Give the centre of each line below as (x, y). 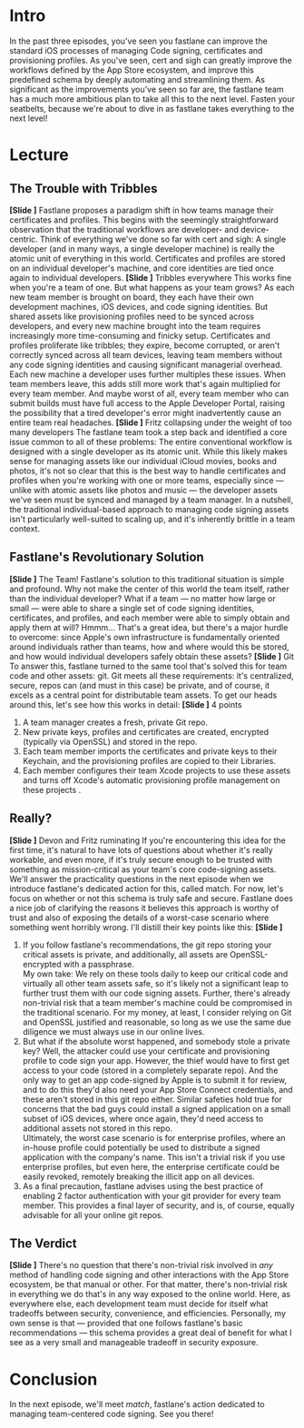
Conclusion (54, 1379)
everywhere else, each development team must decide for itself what (139, 1304)
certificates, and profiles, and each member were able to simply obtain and (150, 618)
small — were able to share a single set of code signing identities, (132, 608)
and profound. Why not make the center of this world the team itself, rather (149, 589)
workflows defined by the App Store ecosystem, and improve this (132, 70)
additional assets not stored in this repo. (98, 1128)
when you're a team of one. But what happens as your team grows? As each (152, 287)
